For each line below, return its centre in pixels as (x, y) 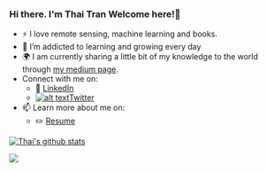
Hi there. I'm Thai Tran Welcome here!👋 (95, 14)
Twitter (82, 98)
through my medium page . (70, 69)
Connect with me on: (60, 79)
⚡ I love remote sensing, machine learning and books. (120, 34)
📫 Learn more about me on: (73, 108)
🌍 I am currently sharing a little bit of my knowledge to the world (140, 57)
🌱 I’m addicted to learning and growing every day (111, 47)
